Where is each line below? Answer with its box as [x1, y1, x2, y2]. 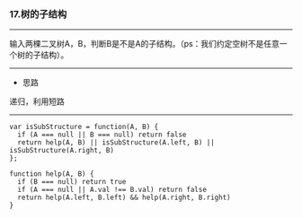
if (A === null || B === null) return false [17, 130, 187, 140]
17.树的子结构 [9, 7, 67, 20]
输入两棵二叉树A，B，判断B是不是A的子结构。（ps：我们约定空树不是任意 [9, 39, 280, 49]
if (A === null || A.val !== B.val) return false [17, 186, 207, 195]
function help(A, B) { [9, 170, 94, 179]
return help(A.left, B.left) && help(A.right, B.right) [17, 193, 231, 203]
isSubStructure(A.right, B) [9, 146, 115, 155]
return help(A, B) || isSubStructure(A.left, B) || [17, 138, 216, 147]
